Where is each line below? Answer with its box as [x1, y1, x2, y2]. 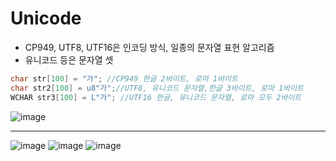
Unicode [10, 7, 82, 30]
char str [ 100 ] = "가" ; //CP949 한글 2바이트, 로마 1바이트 [10, 73, 238, 84]
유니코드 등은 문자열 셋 [24, 53, 114, 66]
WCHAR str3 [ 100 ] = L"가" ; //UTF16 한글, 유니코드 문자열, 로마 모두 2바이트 [10, 92, 302, 102]
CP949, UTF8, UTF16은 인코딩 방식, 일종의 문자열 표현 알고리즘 [24, 41, 275, 53]
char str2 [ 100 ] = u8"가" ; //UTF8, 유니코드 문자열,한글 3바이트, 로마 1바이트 [10, 83, 305, 93]
